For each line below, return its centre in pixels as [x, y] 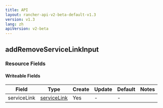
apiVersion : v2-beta [27, 29]
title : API [17, 10]
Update [103, 89]
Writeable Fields [23, 76]
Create [81, 89]
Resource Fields [25, 64]
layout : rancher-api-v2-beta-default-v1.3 [51, 15]
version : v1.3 [20, 19]
